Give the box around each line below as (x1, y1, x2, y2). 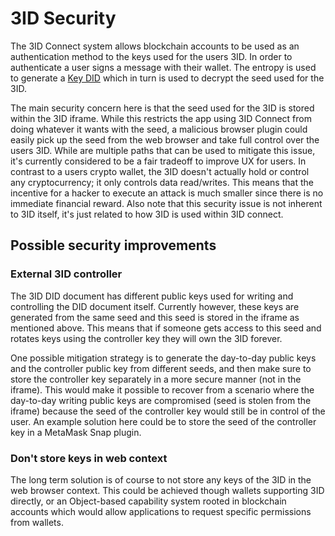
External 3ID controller (10, 267, 123, 281)
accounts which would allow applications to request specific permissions (10, 505, 312, 517)
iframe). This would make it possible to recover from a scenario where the (10, 383, 315, 396)
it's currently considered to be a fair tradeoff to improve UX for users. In (10, 155, 307, 167)
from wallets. (10, 516, 64, 528)
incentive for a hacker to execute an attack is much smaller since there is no (10, 187, 324, 199)
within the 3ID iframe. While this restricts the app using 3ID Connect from (10, 112, 313, 124)
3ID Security (10, 7, 117, 30)
